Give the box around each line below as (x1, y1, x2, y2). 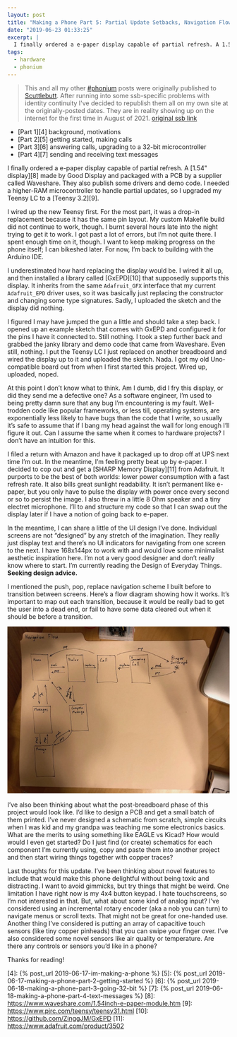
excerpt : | (7, 34, 39, 41)
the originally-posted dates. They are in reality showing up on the (24, 106, 214, 114)
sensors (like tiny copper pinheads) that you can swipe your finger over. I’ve (7, 926, 229, 935)
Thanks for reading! (7, 955, 65, 964)
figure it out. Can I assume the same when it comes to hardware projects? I (7, 428, 225, 437)
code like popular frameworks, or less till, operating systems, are (31, 406, 220, 415)
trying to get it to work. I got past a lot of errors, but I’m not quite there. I (7, 230, 217, 238)
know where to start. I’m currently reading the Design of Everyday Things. (7, 561, 222, 569)
